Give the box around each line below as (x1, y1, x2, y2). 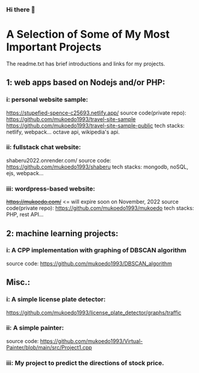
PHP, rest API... (6, 211, 44, 218)
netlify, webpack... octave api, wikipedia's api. (6, 128, 120, 136)
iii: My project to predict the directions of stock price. (6, 359, 164, 367)
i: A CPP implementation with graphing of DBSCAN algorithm (6, 246, 187, 254)
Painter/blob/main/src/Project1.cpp (6, 344, 92, 351)
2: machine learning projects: (6, 228, 119, 239)
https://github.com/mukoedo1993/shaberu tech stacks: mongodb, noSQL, (6, 163, 189, 170)
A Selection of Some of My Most (6, 28, 170, 41)
